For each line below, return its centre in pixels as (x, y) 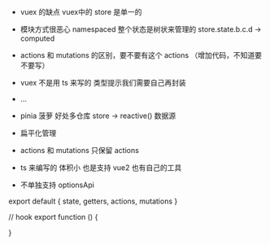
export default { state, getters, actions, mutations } (93, 201)
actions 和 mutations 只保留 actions (80, 150)
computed (37, 38)
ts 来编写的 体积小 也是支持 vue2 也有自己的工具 (101, 168)
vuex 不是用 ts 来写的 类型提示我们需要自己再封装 (103, 83)
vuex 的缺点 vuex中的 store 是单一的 (81, 12)
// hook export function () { (53, 217)
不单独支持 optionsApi (57, 185)
